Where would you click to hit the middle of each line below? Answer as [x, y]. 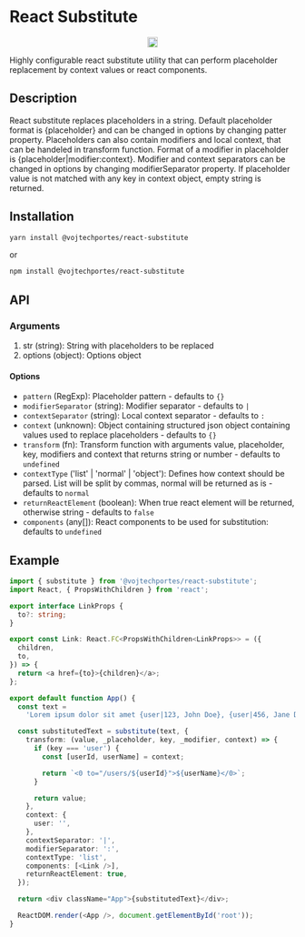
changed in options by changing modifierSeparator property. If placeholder [150, 168]
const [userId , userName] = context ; [113, 757]
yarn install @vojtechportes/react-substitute [99, 237]
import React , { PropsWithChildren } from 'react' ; [109, 589]
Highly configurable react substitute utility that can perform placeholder [144, 60]
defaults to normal [56, 493]
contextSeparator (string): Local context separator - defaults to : [143, 416]
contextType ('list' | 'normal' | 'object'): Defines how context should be [154, 474]
